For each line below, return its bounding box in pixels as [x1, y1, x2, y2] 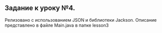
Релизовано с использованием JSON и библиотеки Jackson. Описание [4, 17, 157, 23]
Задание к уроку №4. [4, 4, 75, 12]
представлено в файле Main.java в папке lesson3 [4, 22, 109, 28]
